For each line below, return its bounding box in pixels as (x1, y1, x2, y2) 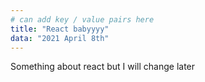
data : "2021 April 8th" (10, 33, 110, 43)
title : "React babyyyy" (10, 24, 110, 34)
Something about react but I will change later (10, 61, 196, 73)
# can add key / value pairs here (10, 14, 155, 25)
